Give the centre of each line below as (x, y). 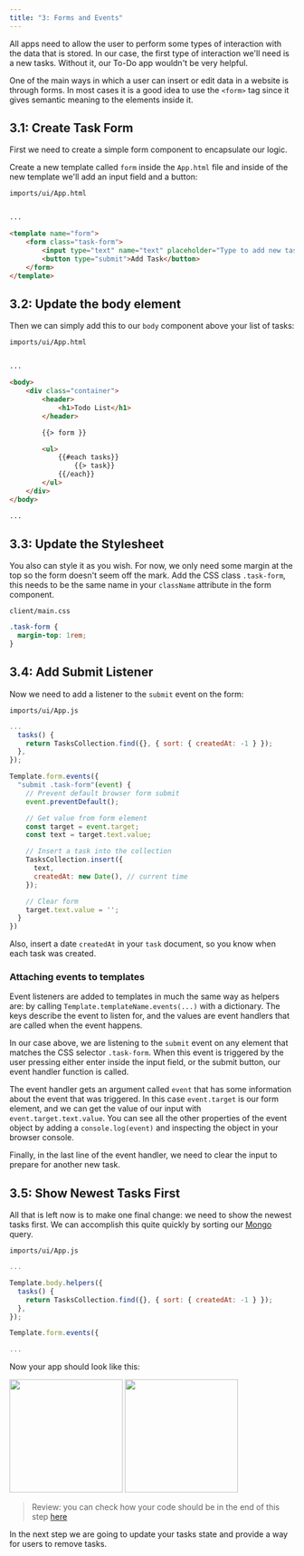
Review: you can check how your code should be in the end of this (156, 1507)
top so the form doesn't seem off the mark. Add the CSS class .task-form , (148, 575)
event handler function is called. (69, 1072)
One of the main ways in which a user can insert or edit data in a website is (149, 80)
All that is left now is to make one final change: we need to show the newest (151, 1215)
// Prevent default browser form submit (103, 793)
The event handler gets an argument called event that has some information (151, 1090)
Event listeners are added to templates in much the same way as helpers (145, 996)
